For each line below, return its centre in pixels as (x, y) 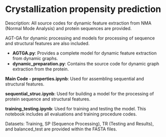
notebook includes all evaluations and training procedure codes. (71, 114)
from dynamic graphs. (35, 58)
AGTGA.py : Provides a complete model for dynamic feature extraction (84, 53)
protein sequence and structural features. (48, 99)
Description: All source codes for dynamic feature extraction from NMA (78, 23)
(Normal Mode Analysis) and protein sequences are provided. (69, 28)
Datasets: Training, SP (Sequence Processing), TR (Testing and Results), (80, 123)
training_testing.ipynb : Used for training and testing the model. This (76, 108)
